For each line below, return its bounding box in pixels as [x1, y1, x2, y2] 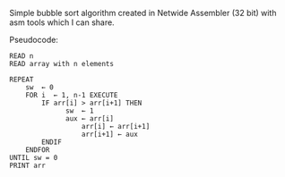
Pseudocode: [9, 35, 58, 45]
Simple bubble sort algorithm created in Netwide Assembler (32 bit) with [9, 8, 277, 18]
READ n [9, 52, 34, 61]
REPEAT [9, 75, 34, 84]
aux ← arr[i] [65, 114, 115, 123]
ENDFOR [25, 146, 50, 155]
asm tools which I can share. [9, 17, 115, 28]
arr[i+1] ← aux [81, 130, 139, 139]
